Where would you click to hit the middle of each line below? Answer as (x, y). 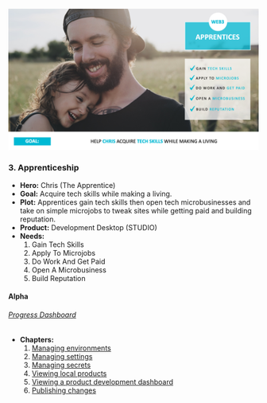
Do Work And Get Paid (68, 261)
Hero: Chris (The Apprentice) (68, 185)
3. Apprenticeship (44, 168)
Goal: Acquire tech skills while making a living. (96, 194)
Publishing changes (64, 390)
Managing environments (71, 348)
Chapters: (37, 339)
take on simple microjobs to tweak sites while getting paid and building (135, 210)
